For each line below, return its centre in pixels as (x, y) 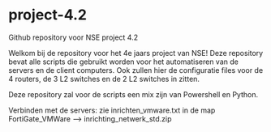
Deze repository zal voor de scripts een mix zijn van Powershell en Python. (133, 94)
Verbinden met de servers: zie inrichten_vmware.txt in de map (112, 110)
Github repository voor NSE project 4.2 (73, 37)
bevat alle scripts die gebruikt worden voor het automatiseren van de (124, 62)
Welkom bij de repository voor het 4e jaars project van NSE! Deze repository (136, 53)
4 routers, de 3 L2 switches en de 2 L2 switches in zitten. (104, 79)
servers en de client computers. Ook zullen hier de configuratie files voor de (136, 70)
